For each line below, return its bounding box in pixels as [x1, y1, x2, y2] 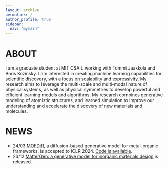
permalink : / [5, 12, 33, 17]
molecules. [5, 108, 28, 114]
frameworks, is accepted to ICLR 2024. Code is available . [12, 148, 133, 154]
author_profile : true [5, 17, 51, 22]
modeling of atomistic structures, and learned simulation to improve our [5, 97, 154, 104]
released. [12, 159, 32, 165]
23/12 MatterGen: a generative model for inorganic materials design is [12, 153, 158, 159]
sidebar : [5, 21, 24, 27]
